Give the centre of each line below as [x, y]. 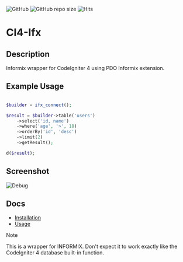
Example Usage [35, 87]
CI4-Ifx [24, 33]
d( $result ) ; [20, 153]
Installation [28, 218]
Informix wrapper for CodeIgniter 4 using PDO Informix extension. [85, 68]
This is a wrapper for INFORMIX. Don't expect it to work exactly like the [92, 247]
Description [28, 54]
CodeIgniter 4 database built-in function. [55, 253]
